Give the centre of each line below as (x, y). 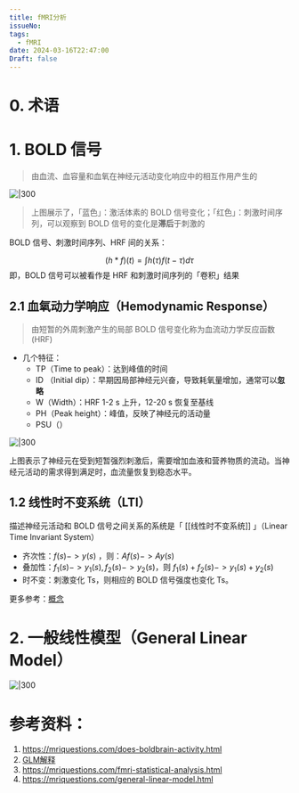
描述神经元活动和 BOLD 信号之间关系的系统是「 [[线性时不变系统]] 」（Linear (149, 526)
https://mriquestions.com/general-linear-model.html (117, 780)
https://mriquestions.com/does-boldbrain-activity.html (122, 749)
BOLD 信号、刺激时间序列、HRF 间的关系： (88, 242)
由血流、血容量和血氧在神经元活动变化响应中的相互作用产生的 (144, 176)
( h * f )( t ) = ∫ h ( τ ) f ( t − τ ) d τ (149, 260)
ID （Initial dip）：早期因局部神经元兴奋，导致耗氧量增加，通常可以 (156, 380)
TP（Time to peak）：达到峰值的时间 (101, 368)
